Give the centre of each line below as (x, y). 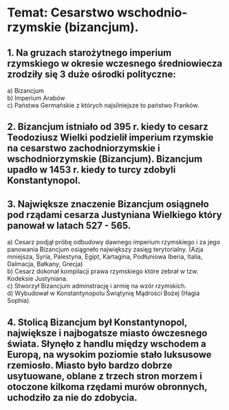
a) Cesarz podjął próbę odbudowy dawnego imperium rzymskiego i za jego (114, 242)
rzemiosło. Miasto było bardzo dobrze (90, 365)
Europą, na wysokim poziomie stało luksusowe (109, 355)
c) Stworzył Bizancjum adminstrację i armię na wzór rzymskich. (97, 286)
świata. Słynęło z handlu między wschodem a (107, 344)
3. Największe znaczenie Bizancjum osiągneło (108, 204)
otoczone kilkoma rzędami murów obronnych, (107, 387)
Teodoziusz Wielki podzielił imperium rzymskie (110, 138)
